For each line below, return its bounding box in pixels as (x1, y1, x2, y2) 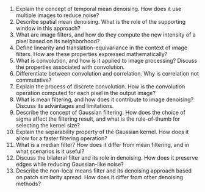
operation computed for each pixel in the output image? (15, 90, 156, 96)
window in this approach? (15, 24, 81, 32)
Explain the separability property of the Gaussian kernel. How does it (15, 128, 189, 135)
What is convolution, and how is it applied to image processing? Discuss (15, 57, 198, 64)
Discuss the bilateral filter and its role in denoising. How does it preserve (15, 154, 198, 161)
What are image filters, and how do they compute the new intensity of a (15, 31, 196, 38)
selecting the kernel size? (15, 122, 81, 129)
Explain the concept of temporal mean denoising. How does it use (15, 5, 182, 12)
